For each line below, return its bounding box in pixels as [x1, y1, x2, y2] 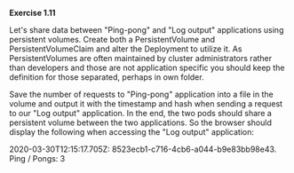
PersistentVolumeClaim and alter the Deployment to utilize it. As [9, 43, 242, 54]
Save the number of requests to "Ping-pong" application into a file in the [9, 89, 274, 99]
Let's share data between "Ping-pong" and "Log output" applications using [9, 25, 284, 35]
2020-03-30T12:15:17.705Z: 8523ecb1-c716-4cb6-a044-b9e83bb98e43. [9, 144, 277, 154]
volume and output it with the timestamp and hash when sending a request [9, 98, 282, 109]
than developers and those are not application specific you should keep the [9, 62, 285, 73]
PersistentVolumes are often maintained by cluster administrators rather [9, 53, 273, 63]
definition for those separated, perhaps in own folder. [9, 72, 204, 83]
